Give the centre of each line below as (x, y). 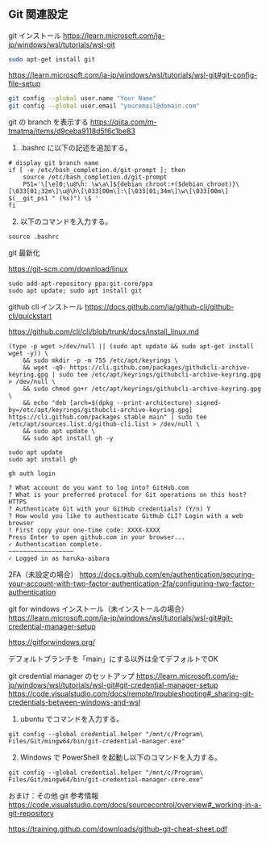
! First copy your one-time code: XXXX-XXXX (84, 530)
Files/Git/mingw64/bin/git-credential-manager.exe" (97, 742)
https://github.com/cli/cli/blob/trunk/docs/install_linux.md (104, 332)
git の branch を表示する (48, 122)
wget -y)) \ (28, 354)
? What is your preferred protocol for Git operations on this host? (128, 495)
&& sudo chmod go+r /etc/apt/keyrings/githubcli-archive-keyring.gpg (142, 389)
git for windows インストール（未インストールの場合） (98, 609)
